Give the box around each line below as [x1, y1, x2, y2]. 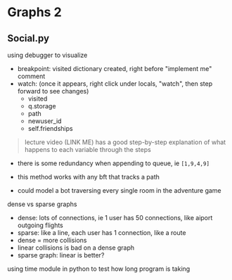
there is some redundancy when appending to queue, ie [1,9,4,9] [17, 159, 210, 167]
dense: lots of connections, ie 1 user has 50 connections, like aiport [17, 214, 213, 222]
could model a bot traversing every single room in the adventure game [17, 186, 221, 194]
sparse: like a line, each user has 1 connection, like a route [17, 229, 186, 236]
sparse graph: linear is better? [17, 251, 105, 259]
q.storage [27, 102, 56, 110]
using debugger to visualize [7, 51, 88, 59]
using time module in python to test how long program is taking [7, 265, 191, 273]
